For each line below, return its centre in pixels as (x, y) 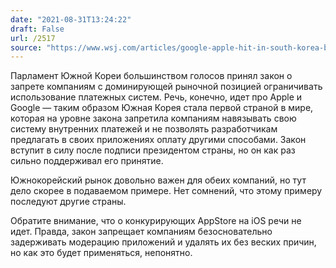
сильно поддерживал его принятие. (87, 161)
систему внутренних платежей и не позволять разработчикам (144, 129)
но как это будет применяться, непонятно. (101, 253)
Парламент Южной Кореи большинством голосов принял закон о (151, 76)
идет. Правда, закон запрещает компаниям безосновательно (141, 232)
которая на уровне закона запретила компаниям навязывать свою (153, 118)
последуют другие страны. (68, 202)
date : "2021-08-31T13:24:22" (71, 19)
